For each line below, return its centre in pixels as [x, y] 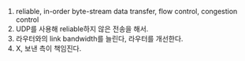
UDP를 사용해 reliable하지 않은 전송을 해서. [82, 29]
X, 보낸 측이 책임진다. [48, 48]
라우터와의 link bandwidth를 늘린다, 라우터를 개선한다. [99, 39]
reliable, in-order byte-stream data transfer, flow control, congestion [126, 11]
